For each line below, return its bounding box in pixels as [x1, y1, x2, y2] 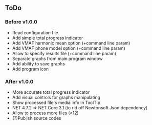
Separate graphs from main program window [12, 56, 103, 62]
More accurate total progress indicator [12, 89, 90, 95]
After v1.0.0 [5, 78, 34, 85]
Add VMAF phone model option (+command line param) [12, 45, 126, 51]
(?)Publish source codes [12, 115, 62, 121]
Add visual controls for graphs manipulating [12, 94, 101, 100]
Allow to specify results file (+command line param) [12, 50, 116, 56]
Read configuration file [12, 29, 59, 36]
